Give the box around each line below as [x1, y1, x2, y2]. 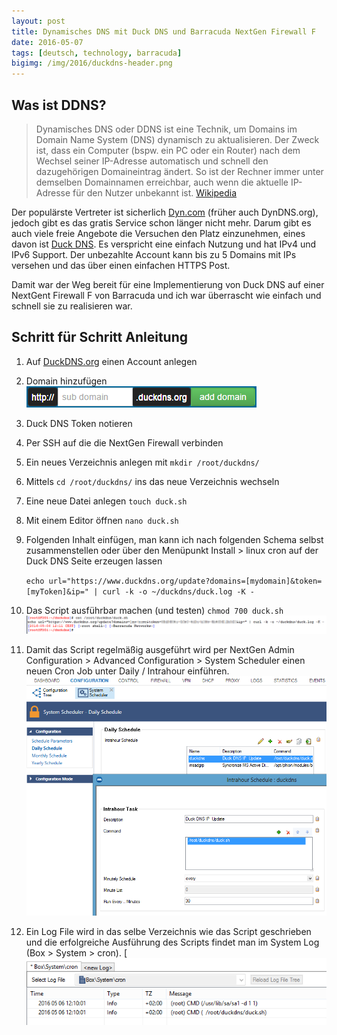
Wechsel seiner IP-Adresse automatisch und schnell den [35, 155, 269, 167]
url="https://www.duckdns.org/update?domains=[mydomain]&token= [48, 576, 323, 586]
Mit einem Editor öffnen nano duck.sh [25, 514, 179, 526]
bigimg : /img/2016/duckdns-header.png [11, 58, 173, 69]
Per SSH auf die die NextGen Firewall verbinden [25, 436, 224, 449]
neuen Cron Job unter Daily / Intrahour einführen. [25, 665, 230, 677]
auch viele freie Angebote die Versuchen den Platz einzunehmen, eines [11, 227, 306, 239]
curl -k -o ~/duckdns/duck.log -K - [102, 586, 255, 597]
